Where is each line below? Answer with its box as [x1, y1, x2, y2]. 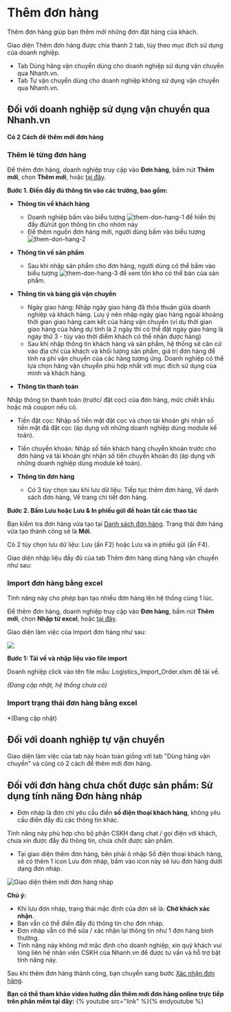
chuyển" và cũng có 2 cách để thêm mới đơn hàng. [7, 760, 153, 768]
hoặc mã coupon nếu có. [7, 403, 78, 412]
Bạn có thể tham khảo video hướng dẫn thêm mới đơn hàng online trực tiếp [7, 990, 224, 998]
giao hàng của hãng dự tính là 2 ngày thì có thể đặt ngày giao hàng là [27, 325, 223, 334]
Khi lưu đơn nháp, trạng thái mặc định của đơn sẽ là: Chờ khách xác [16, 904, 210, 913]
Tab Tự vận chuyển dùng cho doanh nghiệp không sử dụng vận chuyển [16, 76, 220, 84]
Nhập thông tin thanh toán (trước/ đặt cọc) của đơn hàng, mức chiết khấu [7, 396, 214, 404]
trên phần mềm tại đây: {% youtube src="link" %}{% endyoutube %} [7, 998, 204, 1006]
